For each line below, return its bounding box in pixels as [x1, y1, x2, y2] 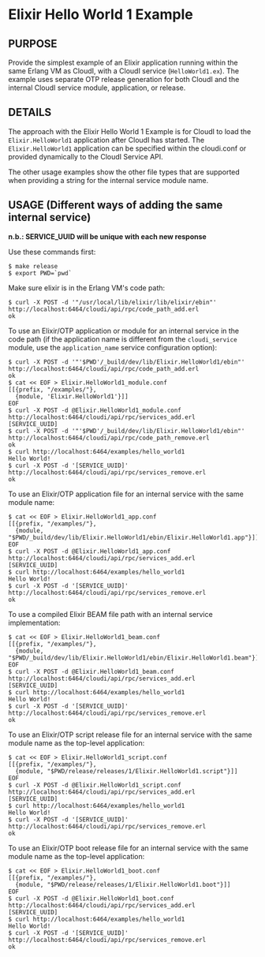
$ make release [8, 262, 58, 270]
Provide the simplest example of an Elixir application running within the [8, 58, 238, 67]
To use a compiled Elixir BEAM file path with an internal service [8, 609, 213, 619]
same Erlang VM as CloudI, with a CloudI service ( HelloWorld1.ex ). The [8, 66, 239, 76]
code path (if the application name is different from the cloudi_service [8, 334, 238, 344]
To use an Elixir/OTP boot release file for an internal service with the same [8, 843, 248, 853]
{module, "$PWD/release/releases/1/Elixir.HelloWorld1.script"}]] [15, 767, 238, 775]
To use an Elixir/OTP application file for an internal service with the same [8, 489, 244, 499]
